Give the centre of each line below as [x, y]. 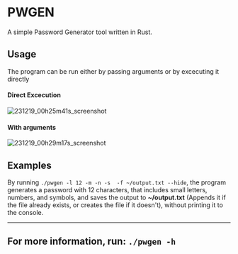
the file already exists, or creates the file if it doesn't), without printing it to [115, 205]
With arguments [32, 127]
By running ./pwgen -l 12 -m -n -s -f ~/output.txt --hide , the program [117, 182]
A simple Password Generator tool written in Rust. [80, 32]
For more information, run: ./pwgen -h [92, 242]
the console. [25, 212]
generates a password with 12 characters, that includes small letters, [107, 189]
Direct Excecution [34, 95]
